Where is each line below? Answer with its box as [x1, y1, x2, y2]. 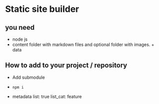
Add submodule [12, 74, 45, 80]
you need [5, 23, 35, 32]
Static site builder [5, 3, 79, 15]
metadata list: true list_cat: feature [12, 93, 82, 100]
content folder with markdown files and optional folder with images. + [12, 42, 155, 48]
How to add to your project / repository [5, 61, 127, 70]
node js [12, 36, 28, 42]
